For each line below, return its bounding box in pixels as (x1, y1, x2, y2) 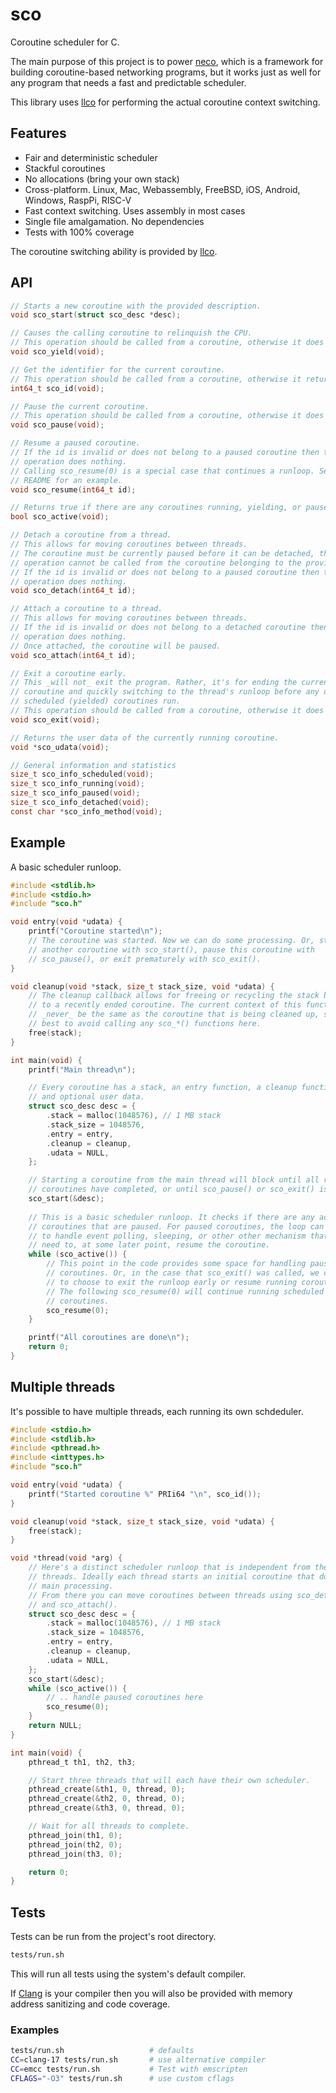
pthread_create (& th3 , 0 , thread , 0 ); (28, 1803, 186, 1813)
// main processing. (28, 1581, 114, 1591)
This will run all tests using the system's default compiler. (10, 1968, 247, 1980)
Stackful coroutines (24, 162, 106, 174)
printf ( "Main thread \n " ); (28, 1064, 137, 1075)
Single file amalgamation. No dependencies (24, 215, 205, 227)
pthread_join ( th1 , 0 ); (28, 1830, 123, 1840)
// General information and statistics (10, 760, 177, 770)
